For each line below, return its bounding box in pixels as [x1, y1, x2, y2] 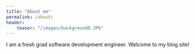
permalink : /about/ [6, 14, 54, 20]
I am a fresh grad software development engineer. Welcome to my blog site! [6, 41, 190, 48]
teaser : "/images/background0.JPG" [16, 25, 104, 31]
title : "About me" [6, 8, 51, 15]
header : [6, 19, 25, 25]
